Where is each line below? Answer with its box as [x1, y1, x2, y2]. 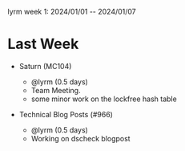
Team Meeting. [30, 85, 81, 95]
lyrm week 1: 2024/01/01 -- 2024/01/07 [7, 7, 137, 16]
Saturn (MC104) [18, 61, 72, 71]
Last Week [7, 35, 79, 53]
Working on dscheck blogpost [30, 133, 131, 143]
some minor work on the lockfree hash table [30, 94, 177, 104]
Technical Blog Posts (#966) [18, 109, 114, 119]
